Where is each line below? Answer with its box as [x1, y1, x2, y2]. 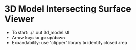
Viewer [4, 13, 34, 25]
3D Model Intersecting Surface [4, 3, 132, 14]
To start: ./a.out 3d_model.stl [11, 29, 69, 35]
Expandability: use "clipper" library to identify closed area [11, 39, 127, 45]
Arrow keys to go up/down [11, 35, 65, 40]
